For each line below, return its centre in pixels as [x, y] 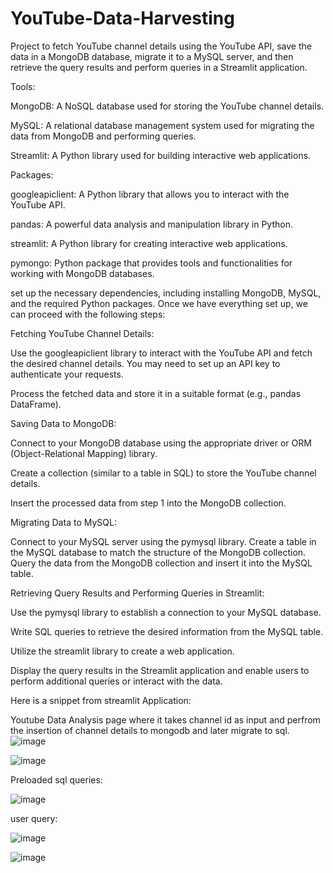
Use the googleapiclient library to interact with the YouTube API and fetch [161, 353]
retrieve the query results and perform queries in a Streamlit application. [159, 67]
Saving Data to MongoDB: [63, 423]
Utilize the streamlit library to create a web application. [122, 651]
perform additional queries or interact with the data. [116, 681]
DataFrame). [36, 404]
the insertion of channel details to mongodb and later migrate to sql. [150, 730]
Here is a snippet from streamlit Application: [101, 700]
